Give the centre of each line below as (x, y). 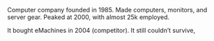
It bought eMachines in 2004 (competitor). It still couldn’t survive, (101, 30)
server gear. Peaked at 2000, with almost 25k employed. (89, 17)
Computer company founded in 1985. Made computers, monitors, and (107, 10)
